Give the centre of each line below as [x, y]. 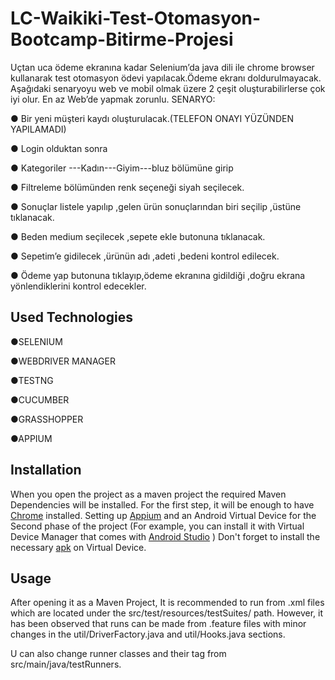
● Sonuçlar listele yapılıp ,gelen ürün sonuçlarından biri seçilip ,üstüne [156, 206]
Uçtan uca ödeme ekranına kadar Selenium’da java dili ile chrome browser [162, 67]
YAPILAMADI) [38, 129]
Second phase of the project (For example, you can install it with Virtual [157, 526]
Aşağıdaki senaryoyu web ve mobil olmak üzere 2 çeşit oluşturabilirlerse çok [168, 88]
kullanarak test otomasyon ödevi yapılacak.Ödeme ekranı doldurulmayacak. [166, 78]
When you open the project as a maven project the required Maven [148, 494]
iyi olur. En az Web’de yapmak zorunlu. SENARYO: [113, 99]
